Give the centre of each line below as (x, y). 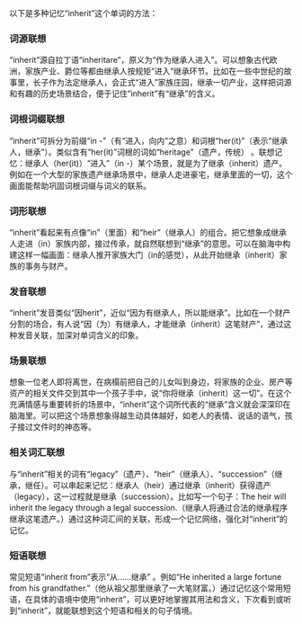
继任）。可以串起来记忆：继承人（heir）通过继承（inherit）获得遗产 (148, 485)
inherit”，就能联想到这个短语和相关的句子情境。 (109, 611)
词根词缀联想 (37, 120)
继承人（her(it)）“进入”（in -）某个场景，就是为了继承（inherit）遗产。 (156, 163)
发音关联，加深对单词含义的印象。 (80, 335)
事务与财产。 (49, 266)
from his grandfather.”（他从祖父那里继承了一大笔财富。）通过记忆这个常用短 (151, 588)
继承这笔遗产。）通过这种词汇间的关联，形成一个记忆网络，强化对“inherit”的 (148, 519)
